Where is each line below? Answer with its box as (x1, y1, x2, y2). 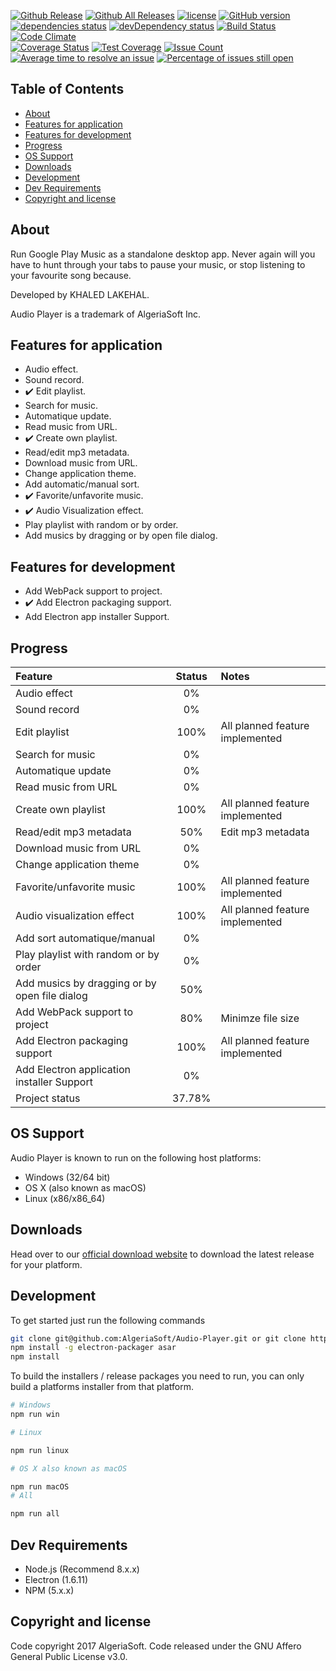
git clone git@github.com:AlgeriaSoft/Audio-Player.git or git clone (10, 1333, 307, 1344)
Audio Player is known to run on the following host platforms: (10, 1151, 262, 1164)
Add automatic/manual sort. (24, 478, 140, 490)
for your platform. (10, 1258, 83, 1270)
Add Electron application (15, 1063, 131, 1077)
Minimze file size (220, 1011, 300, 1025)
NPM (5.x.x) (24, 1584, 75, 1596)
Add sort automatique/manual (15, 931, 156, 945)
